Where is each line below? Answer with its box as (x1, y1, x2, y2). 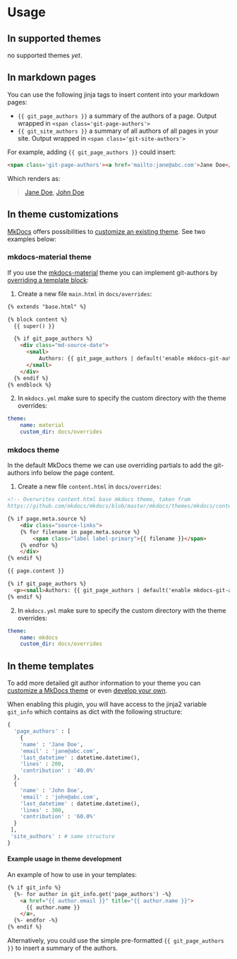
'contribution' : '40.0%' (20, 767, 97, 775)
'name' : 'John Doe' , (20, 787, 83, 794)
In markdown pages (7, 71, 97, 83)
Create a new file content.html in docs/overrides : (17, 482, 162, 491)
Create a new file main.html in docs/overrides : (17, 289, 152, 298)
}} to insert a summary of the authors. (7, 944, 118, 953)
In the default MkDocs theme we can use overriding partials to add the (7, 461, 212, 470)
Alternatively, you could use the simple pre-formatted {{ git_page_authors (7, 936, 224, 945)
